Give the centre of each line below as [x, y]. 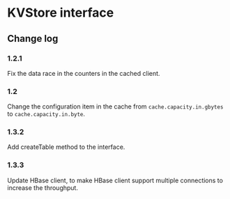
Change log [33, 39]
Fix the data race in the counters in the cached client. [84, 73]
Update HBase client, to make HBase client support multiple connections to [115, 180]
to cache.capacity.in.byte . [46, 114]
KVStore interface [61, 13]
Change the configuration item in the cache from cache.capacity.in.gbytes [115, 106]
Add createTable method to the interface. [66, 147]
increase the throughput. [43, 188]
